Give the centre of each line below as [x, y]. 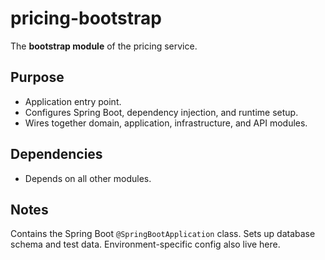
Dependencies [56, 154]
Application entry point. [73, 101]
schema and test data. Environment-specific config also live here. [145, 244]
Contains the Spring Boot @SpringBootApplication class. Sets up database [163, 234]
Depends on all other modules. [88, 178]
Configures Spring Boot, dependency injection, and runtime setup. [161, 112]
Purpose [37, 77]
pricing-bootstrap [86, 18]
